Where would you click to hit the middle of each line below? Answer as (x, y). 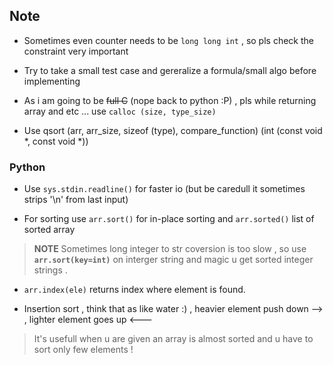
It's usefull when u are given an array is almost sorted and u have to (173, 339)
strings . (50, 270)
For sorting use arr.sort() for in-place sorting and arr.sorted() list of (169, 219)
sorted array (49, 230)
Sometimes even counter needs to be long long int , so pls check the (168, 40)
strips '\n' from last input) (76, 200)
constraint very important (76, 51)
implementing (52, 81)
